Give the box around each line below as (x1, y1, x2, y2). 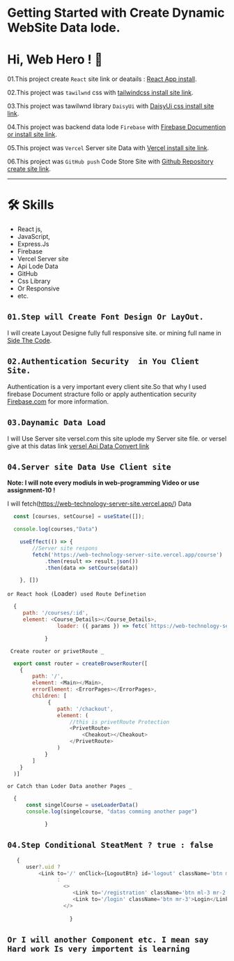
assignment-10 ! (7, 486, 56, 494)
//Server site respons (32, 545, 98, 552)
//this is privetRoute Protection (69, 718, 170, 726)
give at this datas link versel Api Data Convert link (7, 441, 150, 450)
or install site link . (7, 131, 57, 139)
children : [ (32, 693, 68, 700)
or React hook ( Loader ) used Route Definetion (7, 589, 146, 598)
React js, (17, 225, 43, 233)
